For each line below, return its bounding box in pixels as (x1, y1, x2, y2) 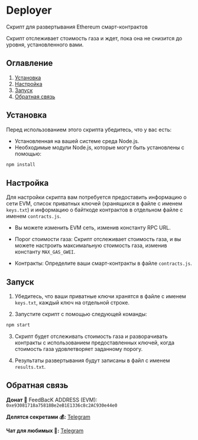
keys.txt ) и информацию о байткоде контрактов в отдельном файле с (6, 206, 183, 214)
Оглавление (6, 58, 53, 68)
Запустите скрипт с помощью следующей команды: (14, 311, 148, 318)
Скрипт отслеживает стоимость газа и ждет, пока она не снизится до (6, 34, 183, 42)
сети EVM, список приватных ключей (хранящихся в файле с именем (6, 200, 183, 207)
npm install (6, 162, 35, 167)
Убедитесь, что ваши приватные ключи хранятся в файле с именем (14, 293, 186, 300)
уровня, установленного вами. (6, 41, 84, 48)
